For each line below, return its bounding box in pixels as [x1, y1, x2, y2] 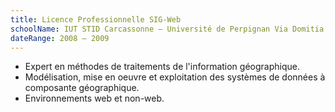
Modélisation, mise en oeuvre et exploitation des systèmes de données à [24, 71, 326, 83]
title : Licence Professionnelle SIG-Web [10, 14, 182, 25]
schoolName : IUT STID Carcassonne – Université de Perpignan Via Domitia [10, 24, 325, 34]
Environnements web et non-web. [24, 92, 165, 105]
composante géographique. [24, 82, 140, 94]
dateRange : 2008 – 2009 [10, 33, 110, 43]
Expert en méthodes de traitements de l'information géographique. [24, 61, 300, 73]
